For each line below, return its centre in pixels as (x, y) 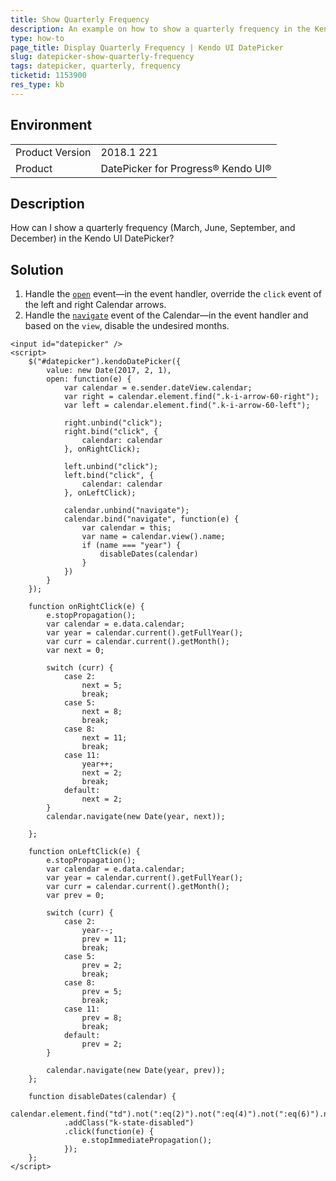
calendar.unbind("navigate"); (126, 511)
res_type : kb (37, 85)
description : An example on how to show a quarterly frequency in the (160, 29)
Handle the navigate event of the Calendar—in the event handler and (166, 315)
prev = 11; (104, 939)
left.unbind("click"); (111, 467)
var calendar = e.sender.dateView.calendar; (158, 388)
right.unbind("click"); (113, 423)
